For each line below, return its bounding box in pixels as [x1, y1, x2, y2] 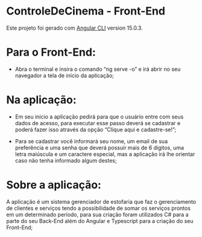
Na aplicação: [6, 93, 77, 107]
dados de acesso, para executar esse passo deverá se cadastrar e [14, 119, 181, 126]
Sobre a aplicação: [6, 178, 101, 192]
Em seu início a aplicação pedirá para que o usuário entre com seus [14, 113, 184, 120]
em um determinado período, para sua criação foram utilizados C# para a [6, 210, 189, 218]
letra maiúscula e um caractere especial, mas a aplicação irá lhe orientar [14, 150, 195, 158]
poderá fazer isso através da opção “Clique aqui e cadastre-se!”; [14, 126, 177, 133]
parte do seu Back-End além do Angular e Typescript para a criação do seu [6, 217, 194, 224]
